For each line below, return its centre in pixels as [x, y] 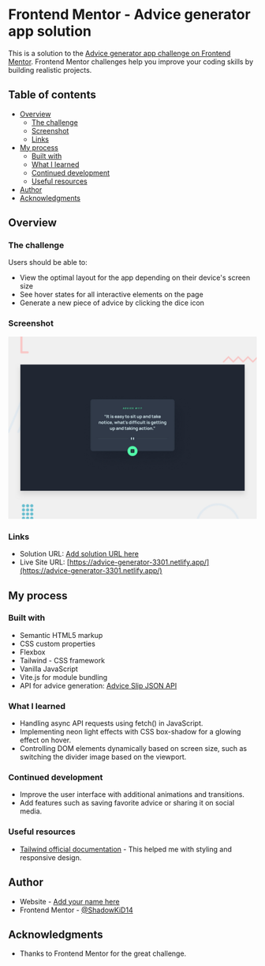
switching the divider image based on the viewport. [103, 757]
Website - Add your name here [69, 901]
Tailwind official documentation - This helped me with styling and [126, 849]
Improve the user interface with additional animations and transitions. [132, 794]
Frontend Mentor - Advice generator [129, 15]
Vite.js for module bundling [63, 677]
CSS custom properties [58, 643]
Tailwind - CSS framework [62, 660]
